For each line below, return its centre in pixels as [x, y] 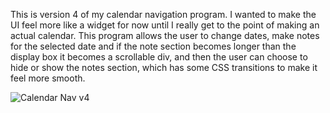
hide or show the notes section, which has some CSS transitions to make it [164, 67]
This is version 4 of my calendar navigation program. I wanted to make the [163, 14]
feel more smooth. [48, 78]
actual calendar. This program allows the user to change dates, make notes [165, 35]
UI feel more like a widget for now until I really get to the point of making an [165, 25]
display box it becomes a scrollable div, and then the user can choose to [159, 57]
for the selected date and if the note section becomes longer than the [153, 46]
